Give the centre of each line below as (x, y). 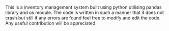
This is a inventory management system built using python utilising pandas (83, 7)
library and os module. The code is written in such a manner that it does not (85, 12)
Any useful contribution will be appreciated (50, 23)
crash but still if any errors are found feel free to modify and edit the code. (83, 18)
